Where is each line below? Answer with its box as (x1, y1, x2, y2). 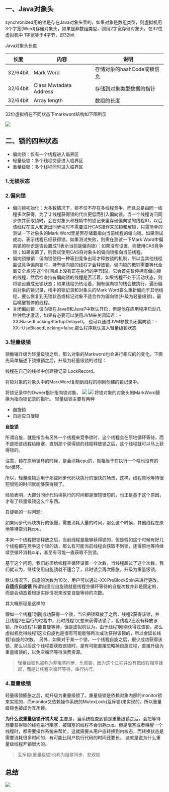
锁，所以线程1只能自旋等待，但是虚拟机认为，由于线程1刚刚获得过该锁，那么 (5, 624, 163, 630)
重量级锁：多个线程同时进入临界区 (12, 164, 83, 170)
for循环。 (5, 464, 25, 470)
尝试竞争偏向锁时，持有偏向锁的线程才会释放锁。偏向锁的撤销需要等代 (12, 262, 158, 268)
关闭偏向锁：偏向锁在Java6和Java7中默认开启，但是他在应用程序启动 (12, 306, 157, 312)
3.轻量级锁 (5, 338, 31, 345)
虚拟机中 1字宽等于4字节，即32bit (5, 32, 75, 38)
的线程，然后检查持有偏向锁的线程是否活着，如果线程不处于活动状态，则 (12, 274, 162, 280)
